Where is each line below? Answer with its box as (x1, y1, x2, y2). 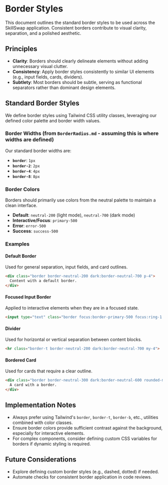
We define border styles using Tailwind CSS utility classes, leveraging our (5, 112, 157, 118)
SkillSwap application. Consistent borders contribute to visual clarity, (5, 24, 147, 30)
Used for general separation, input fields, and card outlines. (5, 264, 128, 270)
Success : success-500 (12, 228, 58, 234)
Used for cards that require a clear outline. (5, 368, 92, 374)
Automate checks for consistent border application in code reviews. (12, 473, 152, 480)
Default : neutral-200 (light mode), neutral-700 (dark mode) (12, 212, 135, 218)
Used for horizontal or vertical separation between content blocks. (5, 336, 142, 342)
